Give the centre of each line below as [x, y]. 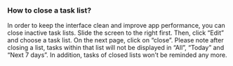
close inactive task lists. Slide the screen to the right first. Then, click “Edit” [116, 33]
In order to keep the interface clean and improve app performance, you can [116, 26]
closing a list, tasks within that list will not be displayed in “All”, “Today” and [116, 48]
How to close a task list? [49, 10]
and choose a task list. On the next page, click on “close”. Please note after [115, 40]
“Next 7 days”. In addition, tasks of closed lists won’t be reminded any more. [117, 55]
